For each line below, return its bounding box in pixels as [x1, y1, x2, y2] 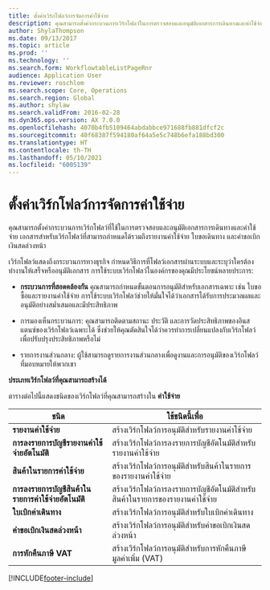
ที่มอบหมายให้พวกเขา [19, 359, 76, 369]
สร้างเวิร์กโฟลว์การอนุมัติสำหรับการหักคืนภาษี [112, 543, 247, 554]
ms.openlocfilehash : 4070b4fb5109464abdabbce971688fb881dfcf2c [8, 124, 225, 132]
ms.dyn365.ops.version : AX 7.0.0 [8, 116, 121, 124]
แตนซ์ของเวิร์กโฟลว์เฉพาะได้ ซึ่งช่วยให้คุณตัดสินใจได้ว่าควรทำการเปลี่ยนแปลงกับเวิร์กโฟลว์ [19, 325, 256, 335]
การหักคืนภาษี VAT [12, 547, 72, 559]
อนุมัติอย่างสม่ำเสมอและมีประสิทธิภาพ [19, 300, 118, 310]
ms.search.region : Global [8, 94, 95, 102]
